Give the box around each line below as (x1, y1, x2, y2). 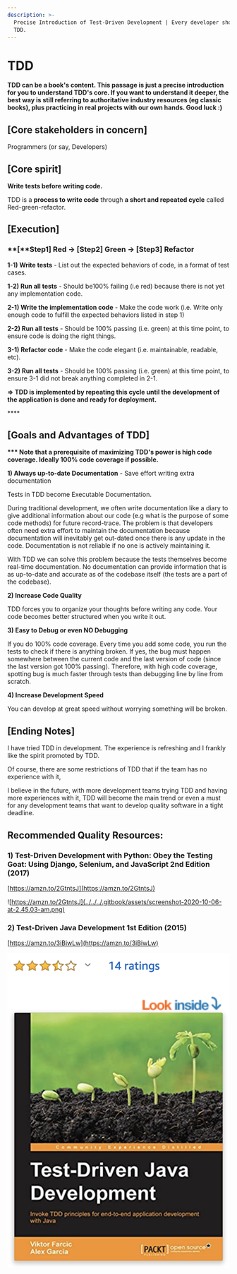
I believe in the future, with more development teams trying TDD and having (7, 786, 228, 795)
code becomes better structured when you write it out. (7, 613, 166, 621)
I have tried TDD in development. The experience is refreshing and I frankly (7, 744, 226, 752)
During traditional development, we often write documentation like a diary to (7, 504, 229, 512)
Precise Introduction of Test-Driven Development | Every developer (13, 18, 219, 26)
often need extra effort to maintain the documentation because (7, 527, 190, 535)
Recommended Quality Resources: (7, 829, 164, 841)
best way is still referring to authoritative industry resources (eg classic (7, 96, 222, 104)
